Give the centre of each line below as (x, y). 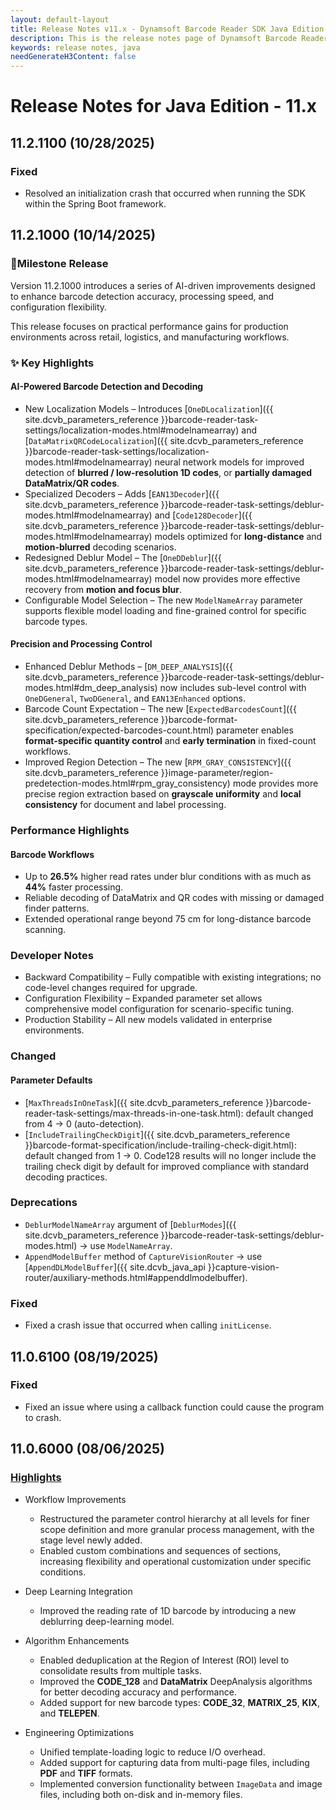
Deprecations (44, 1203)
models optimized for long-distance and (238, 536)
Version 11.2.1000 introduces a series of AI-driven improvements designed (163, 285)
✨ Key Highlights (52, 363)
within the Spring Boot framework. (95, 204)
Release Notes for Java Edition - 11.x (164, 106)
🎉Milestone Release (59, 264)
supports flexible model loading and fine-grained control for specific (165, 610)
